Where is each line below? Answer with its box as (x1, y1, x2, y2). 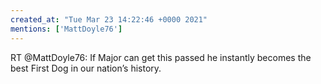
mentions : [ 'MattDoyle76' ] (10, 24, 123, 34)
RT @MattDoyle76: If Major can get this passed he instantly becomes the (10, 51, 312, 63)
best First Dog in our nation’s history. (10, 62, 162, 74)
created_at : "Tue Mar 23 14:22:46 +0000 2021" (10, 14, 208, 25)
